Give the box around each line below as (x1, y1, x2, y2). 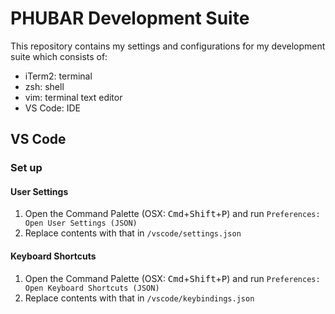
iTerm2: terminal (24, 70, 93, 82)
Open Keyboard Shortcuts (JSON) (24, 283, 160, 293)
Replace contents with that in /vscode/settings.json (24, 227, 242, 239)
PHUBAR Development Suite (10, 7, 250, 30)
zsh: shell (24, 80, 65, 92)
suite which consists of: (10, 50, 108, 62)
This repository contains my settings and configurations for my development (10, 40, 326, 52)
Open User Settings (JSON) (24, 218, 138, 229)
